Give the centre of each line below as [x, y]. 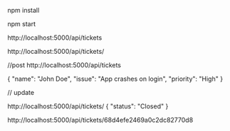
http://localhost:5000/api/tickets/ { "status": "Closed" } [88, 106]
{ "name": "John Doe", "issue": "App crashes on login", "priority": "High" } [115, 79]
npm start [22, 24]
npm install [23, 10]
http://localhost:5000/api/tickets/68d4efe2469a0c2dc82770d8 [100, 120]
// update [21, 92]
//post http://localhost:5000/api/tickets [64, 65]
